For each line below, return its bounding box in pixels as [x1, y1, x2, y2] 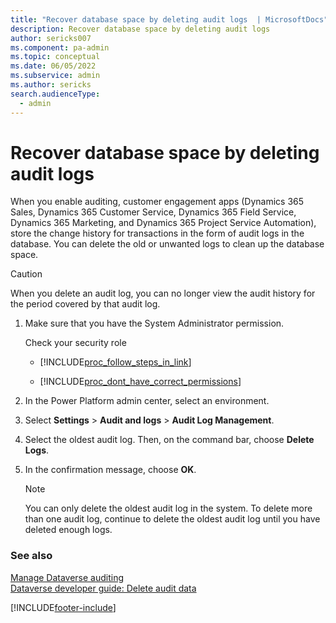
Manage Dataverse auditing [10, 571, 125, 583]
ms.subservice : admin [10, 71, 101, 81]
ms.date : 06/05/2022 [10, 61, 97, 71]
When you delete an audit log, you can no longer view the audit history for [10, 287, 316, 300]
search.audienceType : [10, 89, 101, 99]
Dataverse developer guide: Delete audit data [10, 582, 197, 594]
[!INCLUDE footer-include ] [10, 601, 117, 613]
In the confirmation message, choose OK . [24, 464, 197, 476]
